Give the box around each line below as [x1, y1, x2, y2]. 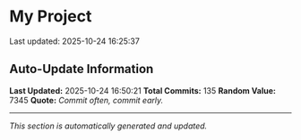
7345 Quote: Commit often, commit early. [9, 95, 164, 105]
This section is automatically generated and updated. [9, 120, 208, 131]
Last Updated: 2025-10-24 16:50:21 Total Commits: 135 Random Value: [9, 85, 276, 95]
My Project [9, 6, 92, 27]
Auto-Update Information [9, 62, 154, 77]
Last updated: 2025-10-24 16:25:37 [9, 36, 141, 46]
